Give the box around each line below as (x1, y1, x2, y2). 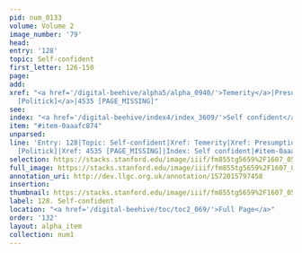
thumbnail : (9, 188, 50, 197)
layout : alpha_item (9, 222, 83, 231)
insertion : (9, 180, 50, 189)
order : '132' (9, 213, 58, 222)
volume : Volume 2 (9, 22, 75, 31)
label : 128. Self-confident (9, 196, 115, 206)
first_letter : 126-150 (9, 64, 94, 73)
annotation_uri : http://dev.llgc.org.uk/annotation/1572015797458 (9, 171, 263, 180)
